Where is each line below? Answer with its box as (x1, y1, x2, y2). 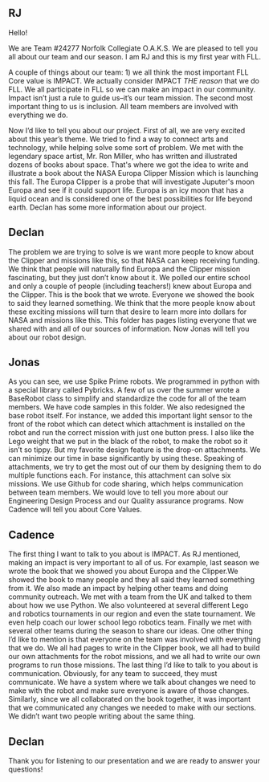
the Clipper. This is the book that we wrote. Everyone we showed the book (8, 289, 255, 299)
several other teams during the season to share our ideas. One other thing (8, 626, 253, 636)
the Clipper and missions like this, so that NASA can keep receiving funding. (8, 255, 260, 265)
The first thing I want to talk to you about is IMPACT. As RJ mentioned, (8, 549, 241, 559)
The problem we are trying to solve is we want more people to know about (8, 246, 255, 256)
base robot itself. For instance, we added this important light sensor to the (8, 411, 253, 421)
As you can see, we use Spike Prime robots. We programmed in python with (8, 377, 260, 386)
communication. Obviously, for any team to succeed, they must (8, 669, 218, 678)
